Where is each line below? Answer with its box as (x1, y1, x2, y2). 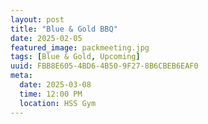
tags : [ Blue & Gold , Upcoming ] (10, 52, 141, 62)
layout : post (10, 14, 65, 25)
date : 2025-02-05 (10, 33, 83, 43)
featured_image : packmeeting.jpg (10, 42, 150, 53)
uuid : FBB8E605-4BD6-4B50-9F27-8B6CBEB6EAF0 (10, 61, 199, 71)
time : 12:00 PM (19, 89, 83, 99)
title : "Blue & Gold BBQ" (10, 24, 118, 34)
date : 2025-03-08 (19, 80, 92, 90)
